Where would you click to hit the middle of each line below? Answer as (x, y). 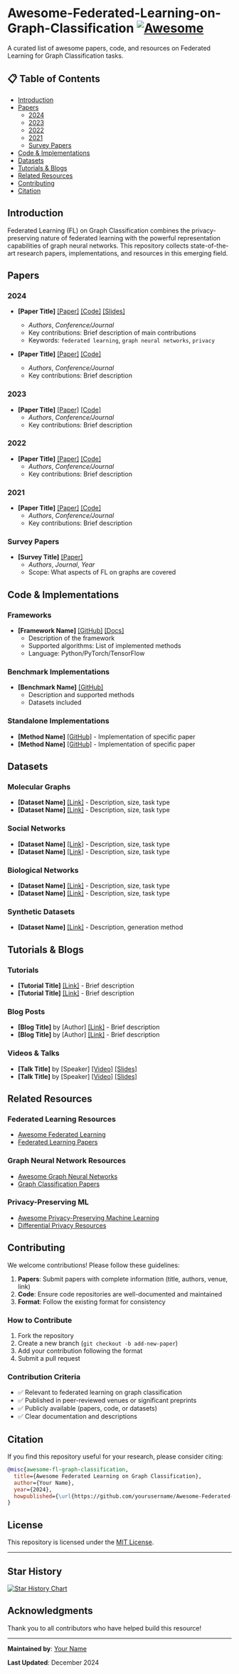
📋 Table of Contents (54, 79)
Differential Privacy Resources (62, 1225)
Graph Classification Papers (59, 1184)
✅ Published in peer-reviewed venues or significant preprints (107, 1401)
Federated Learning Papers (58, 1142)
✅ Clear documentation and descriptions (77, 1416)
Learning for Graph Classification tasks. (65, 56)
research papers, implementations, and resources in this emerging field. (122, 253)
